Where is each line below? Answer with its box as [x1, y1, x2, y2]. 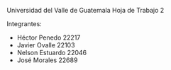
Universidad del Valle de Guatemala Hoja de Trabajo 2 [6, 6, 165, 14]
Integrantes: [6, 20, 42, 28]
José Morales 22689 [16, 56, 78, 64]
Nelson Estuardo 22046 [16, 49, 87, 57]
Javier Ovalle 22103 [16, 41, 75, 49]
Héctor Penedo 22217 [16, 33, 81, 42]
